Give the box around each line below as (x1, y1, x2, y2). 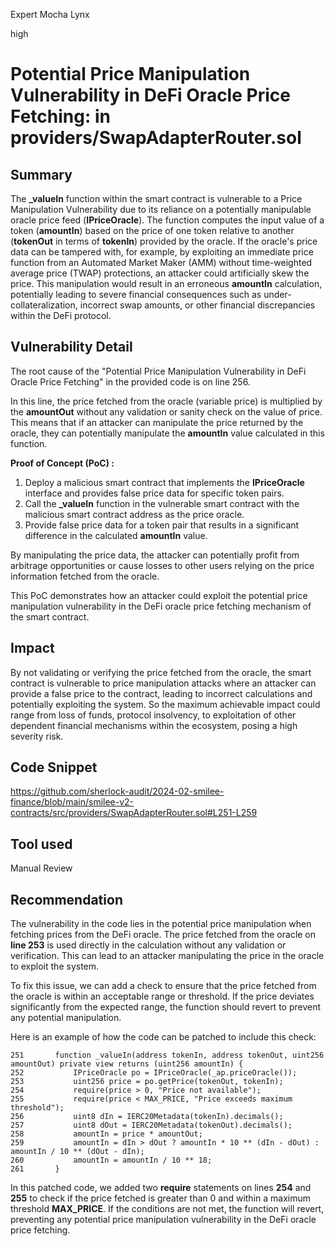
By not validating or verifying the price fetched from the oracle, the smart (10, 666, 312, 678)
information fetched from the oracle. (10, 570, 160, 582)
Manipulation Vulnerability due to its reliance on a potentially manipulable (10, 204, 312, 215)
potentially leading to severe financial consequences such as (10, 289, 262, 300)
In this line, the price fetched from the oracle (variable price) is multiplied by (10, 395, 323, 407)
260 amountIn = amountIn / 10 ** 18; (10, 1155, 213, 1166)
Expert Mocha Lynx (10, 9, 90, 20)
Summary (10, 166, 73, 183)
